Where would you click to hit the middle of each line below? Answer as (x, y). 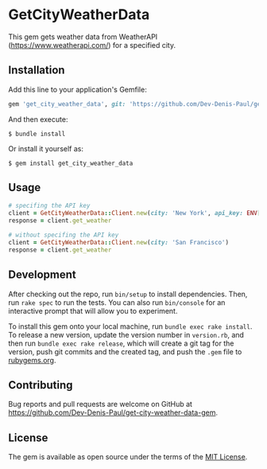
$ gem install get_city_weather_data (71, 163)
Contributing (41, 385)
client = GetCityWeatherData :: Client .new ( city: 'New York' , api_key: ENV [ (135, 213)
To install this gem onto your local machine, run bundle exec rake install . (130, 326)
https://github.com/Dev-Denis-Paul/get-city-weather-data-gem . (113, 412)
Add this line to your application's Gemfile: (77, 89)
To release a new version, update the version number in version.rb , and (126, 334)
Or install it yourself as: (46, 148)
